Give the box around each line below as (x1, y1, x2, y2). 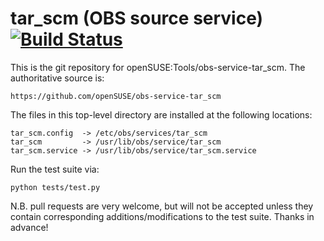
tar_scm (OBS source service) (10, 7, 264, 30)
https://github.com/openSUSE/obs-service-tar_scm (10, 91, 222, 101)
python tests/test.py (10, 182, 101, 192)
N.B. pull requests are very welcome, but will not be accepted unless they (10, 200, 314, 212)
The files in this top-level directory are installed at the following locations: (10, 108, 313, 121)
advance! (10, 221, 49, 233)
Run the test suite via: (10, 163, 100, 175)
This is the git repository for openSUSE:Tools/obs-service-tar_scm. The (10, 61, 306, 73)
